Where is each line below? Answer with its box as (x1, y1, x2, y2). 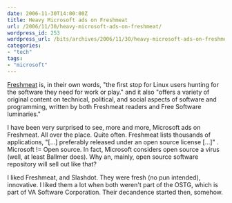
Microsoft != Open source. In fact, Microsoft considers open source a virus (7, 145, 220, 153)
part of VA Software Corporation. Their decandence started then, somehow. (7, 188, 223, 196)
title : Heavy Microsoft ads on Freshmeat (7, 17, 128, 23)
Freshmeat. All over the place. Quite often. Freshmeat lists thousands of (7, 130, 211, 139)
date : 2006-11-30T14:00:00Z (7, 10, 88, 17)
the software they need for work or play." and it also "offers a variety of (7, 88, 210, 96)
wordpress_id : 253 (7, 29, 60, 37)
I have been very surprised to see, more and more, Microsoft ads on (7, 123, 201, 131)
